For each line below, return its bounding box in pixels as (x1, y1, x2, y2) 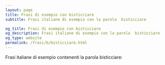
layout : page (5, 7, 33, 13)
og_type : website (5, 36, 42, 41)
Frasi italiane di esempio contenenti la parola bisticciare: (5, 54, 123, 60)
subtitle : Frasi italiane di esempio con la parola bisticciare (5, 17, 146, 22)
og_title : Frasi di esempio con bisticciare (5, 26, 101, 31)
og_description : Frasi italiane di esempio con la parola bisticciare (5, 31, 160, 36)
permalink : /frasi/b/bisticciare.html (5, 40, 87, 46)
